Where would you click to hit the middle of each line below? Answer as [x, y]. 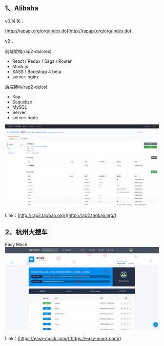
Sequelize [22, 102]
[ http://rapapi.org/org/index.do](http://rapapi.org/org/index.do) [68, 31]
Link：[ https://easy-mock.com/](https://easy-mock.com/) [63, 338]
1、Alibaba [22, 8]
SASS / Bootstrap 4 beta [37, 72]
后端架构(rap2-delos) [26, 87]
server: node [25, 117]
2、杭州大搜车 [26, 232]
